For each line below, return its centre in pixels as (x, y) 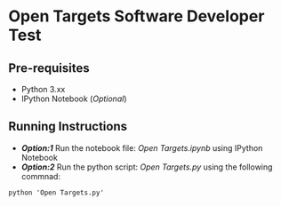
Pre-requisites (49, 68)
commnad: (41, 176)
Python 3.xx (43, 89)
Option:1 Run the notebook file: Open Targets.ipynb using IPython (142, 147)
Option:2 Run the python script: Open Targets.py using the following (147, 167)
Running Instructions (68, 127)
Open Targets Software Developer (136, 16)
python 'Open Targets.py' (56, 193)
